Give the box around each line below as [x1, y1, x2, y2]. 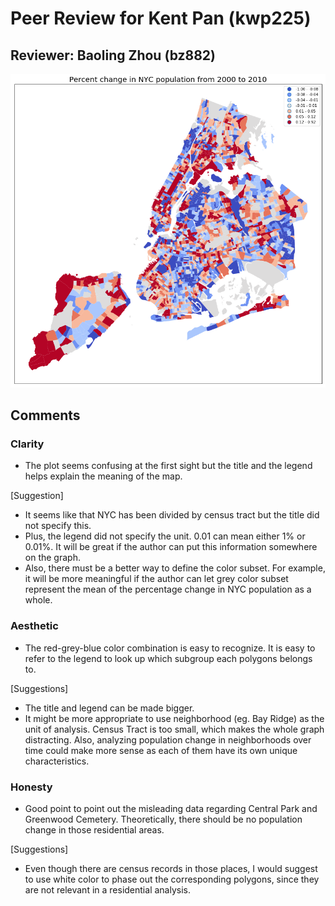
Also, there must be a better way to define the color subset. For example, [24, 562, 326, 574]
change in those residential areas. [24, 823, 165, 836]
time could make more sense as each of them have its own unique [24, 744, 298, 756]
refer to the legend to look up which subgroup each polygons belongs [24, 652, 313, 664]
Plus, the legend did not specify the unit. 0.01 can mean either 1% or [24, 530, 306, 542]
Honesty [10, 780, 53, 794]
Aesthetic [10, 619, 59, 633]
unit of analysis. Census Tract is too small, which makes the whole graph [24, 723, 325, 735]
